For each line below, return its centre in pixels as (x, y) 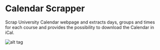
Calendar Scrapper (45, 9)
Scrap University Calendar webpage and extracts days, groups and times (80, 22)
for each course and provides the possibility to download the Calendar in (80, 27)
